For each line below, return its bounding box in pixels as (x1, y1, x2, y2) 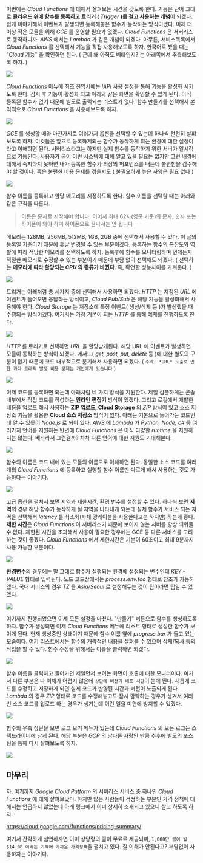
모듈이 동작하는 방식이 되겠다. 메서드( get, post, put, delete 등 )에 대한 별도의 (6, 350, 190, 357)
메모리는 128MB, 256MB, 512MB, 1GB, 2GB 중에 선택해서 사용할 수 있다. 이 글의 (6, 233, 197, 240)
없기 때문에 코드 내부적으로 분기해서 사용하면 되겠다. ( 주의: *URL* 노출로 (17, 358, 188, 365)
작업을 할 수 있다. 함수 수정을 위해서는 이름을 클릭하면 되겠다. (6, 645, 150, 652)
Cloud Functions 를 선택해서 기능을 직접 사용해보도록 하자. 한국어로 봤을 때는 (6, 43, 189, 50)
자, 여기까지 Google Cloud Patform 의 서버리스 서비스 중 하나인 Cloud (6, 788, 174, 795)
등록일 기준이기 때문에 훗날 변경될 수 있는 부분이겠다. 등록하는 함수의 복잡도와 (6, 241, 189, 248)
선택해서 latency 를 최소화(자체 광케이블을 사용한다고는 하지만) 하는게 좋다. (17, 513, 195, 520)
